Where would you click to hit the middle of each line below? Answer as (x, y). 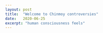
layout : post (19, 9)
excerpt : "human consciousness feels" (45, 23)
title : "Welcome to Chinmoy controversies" (52, 14)
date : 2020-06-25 (25, 18)
